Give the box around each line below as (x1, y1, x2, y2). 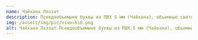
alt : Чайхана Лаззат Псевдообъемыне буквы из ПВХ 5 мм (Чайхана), (6, 25, 173, 31)
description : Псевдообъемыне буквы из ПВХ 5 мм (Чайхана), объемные (6, 14, 178, 20)
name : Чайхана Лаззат (6, 8, 60, 15)
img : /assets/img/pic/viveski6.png (6, 19, 94, 25)
